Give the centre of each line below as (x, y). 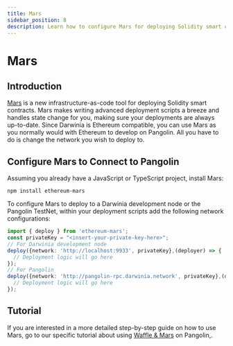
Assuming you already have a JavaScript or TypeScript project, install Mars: (115, 178)
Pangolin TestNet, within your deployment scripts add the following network (115, 211)
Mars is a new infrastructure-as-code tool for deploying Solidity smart (107, 103)
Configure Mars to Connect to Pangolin (93, 161)
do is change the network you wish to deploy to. (76, 140)
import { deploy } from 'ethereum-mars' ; (68, 232)
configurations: (29, 218)
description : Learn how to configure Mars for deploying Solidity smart (114, 26)
